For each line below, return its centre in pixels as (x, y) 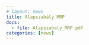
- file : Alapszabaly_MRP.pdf (47, 28)
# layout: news (25, 11)
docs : (13, 22)
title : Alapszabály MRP (36, 17)
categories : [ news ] (30, 33)
